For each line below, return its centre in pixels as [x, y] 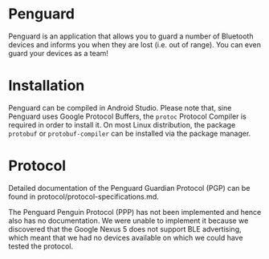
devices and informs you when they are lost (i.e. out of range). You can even [134, 44]
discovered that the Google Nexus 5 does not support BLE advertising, [125, 229]
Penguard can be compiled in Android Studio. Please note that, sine [120, 107]
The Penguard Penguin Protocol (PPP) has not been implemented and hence [135, 212]
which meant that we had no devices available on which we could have [126, 237]
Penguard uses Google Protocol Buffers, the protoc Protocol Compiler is [127, 116]
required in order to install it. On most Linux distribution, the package [122, 124]
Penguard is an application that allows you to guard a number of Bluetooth [131, 36]
